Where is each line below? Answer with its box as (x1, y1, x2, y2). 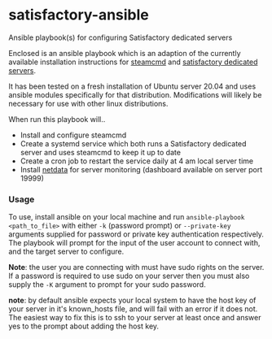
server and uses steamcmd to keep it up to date (20, 147, 182, 157)
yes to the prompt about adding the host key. (8, 321, 160, 331)
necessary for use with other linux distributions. (8, 98, 169, 108)
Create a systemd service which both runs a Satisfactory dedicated (20, 138, 247, 148)
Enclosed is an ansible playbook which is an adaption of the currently (8, 48, 242, 58)
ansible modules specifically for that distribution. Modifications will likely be (8, 89, 262, 99)
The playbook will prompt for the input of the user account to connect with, (8, 238, 261, 248)
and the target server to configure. (8, 246, 125, 257)
